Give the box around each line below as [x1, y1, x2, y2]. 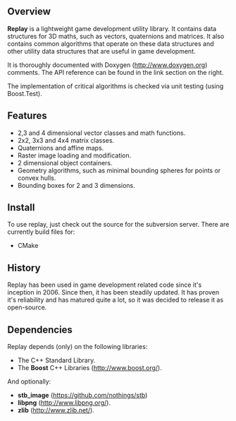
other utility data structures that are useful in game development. [7, 47, 196, 55]
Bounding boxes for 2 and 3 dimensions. [17, 181, 135, 189]
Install [7, 201, 35, 214]
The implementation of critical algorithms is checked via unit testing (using [7, 81, 224, 90]
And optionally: [7, 377, 51, 386]
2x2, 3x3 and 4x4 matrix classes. [17, 136, 115, 144]
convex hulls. [17, 173, 56, 182]
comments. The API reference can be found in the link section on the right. [7, 68, 224, 76]
